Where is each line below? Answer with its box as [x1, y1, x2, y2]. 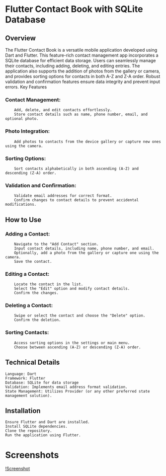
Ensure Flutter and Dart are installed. [5, 420, 90, 425]
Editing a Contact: [5, 270, 50, 277]
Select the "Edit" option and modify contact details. [14, 286, 130, 291]
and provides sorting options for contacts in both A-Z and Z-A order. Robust [5, 74, 161, 79]
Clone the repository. [5, 428, 52, 433]
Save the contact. [14, 259, 52, 264]
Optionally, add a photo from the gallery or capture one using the [14, 250, 159, 255]
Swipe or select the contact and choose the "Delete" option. [14, 313, 146, 318]
